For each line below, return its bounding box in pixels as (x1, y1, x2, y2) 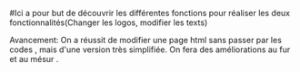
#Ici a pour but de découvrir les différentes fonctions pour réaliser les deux (9, 8, 291, 18)
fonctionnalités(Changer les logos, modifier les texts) (9, 17, 208, 28)
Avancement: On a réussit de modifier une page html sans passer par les (9, 35, 282, 45)
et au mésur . (9, 54, 59, 64)
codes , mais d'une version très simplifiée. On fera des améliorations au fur (9, 44, 291, 55)
